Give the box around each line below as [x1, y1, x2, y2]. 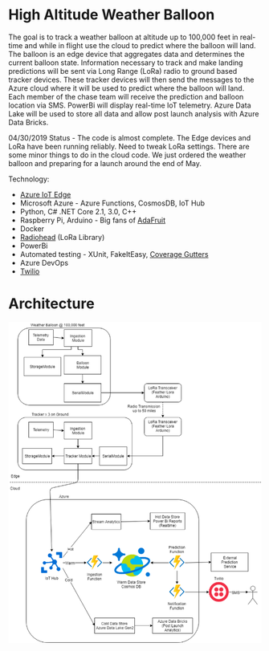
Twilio [19, 267, 40, 276]
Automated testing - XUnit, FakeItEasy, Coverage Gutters [19, 249, 209, 258]
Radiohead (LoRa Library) [19, 232, 105, 242]
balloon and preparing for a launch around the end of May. [8, 158, 202, 168]
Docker [19, 223, 45, 234]
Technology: [8, 174, 50, 184]
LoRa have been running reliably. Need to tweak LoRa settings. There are [8, 141, 251, 151]
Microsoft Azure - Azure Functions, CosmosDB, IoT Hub [19, 198, 206, 208]
